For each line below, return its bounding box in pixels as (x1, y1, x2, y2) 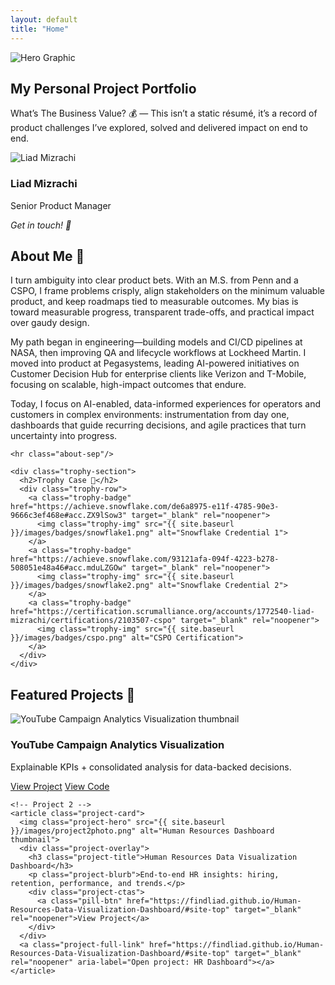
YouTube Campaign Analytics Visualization (10, 738, 225, 752)
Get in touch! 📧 (10, 219, 72, 231)
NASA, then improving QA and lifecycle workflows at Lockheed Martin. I (10, 347, 307, 359)
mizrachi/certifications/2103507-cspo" (10, 616, 177, 626)
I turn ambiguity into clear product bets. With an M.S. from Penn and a (10, 274, 299, 286)
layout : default (10, 14, 78, 25)
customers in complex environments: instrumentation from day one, (10, 409, 290, 421)
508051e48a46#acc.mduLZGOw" (10, 563, 128, 573)
